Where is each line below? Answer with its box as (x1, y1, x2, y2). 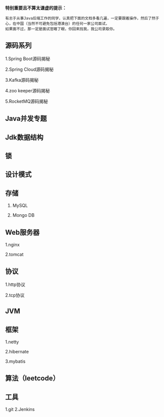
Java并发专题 (5, 114, 47, 123)
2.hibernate (5, 349, 29, 355)
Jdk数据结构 (5, 133, 43, 142)
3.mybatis (5, 358, 26, 364)
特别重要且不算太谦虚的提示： (5, 5, 66, 11)
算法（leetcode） (5, 374, 60, 383)
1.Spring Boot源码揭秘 (5, 55, 50, 62)
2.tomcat (5, 251, 24, 257)
